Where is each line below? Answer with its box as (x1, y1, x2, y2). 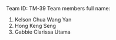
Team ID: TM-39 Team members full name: (6, 5, 111, 12)
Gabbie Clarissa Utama (14, 28, 71, 35)
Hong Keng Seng (14, 23, 57, 29)
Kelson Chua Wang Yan (14, 16, 72, 23)
